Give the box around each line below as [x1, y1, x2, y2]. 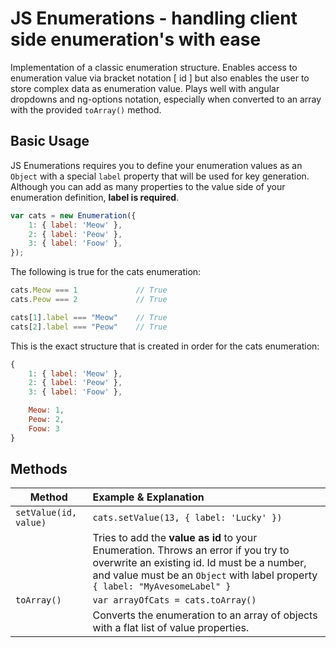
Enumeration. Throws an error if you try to [92, 543, 290, 557]
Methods [10, 461, 68, 478]
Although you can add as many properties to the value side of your [10, 180, 286, 192]
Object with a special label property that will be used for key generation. [10, 170, 310, 182]
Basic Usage [10, 133, 90, 150]
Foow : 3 [28, 423, 60, 434]
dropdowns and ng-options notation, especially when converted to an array [10, 93, 322, 105]
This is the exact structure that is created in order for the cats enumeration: [10, 340, 320, 352]
